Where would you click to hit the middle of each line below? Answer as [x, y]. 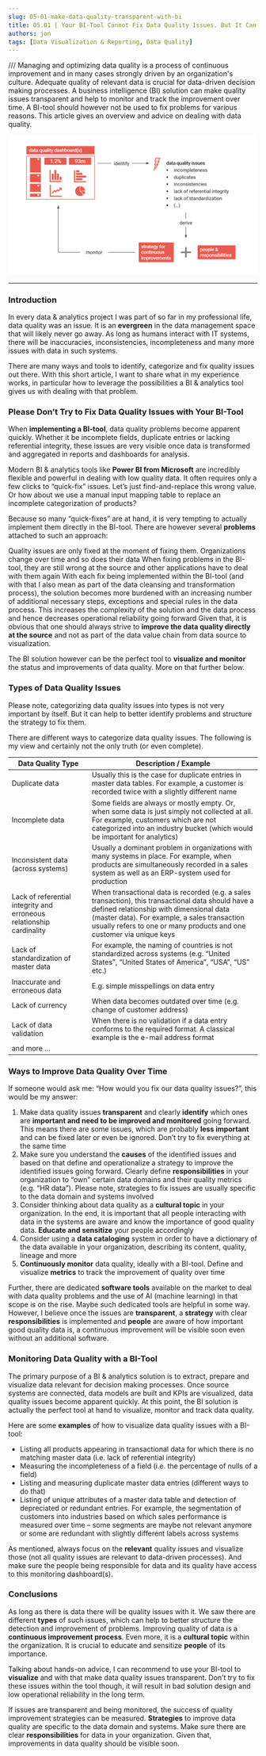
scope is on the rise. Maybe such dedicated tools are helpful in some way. [129, 1305]
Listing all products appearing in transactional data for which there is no [137, 1449]
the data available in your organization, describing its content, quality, [133, 1247]
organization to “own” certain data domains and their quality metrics [131, 1180]
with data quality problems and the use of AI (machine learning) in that [123, 1296]
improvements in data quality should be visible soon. [94, 1743]
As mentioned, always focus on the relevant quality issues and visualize [126, 1548]
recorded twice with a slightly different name [164, 792]
